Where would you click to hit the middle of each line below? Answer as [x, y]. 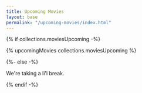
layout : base [22, 17]
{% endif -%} [22, 85]
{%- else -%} [22, 62]
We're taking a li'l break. [35, 74]
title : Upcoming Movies [35, 11]
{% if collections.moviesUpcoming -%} [53, 39]
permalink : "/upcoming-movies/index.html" [59, 22]
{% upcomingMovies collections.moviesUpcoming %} [71, 51]
